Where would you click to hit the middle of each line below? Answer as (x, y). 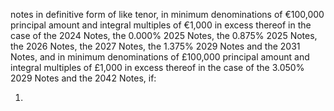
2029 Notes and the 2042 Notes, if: (83, 78)
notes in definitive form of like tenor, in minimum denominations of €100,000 (167, 14)
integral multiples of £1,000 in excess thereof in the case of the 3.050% (157, 67)
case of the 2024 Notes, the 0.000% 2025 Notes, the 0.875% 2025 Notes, (164, 35)
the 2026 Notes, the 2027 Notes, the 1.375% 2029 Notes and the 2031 (155, 46)
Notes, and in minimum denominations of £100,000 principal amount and (160, 57)
